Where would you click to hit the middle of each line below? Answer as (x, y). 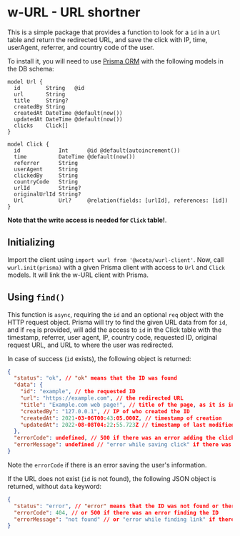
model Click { (29, 144)
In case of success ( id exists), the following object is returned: (99, 358)
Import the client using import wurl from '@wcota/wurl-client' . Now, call (116, 259)
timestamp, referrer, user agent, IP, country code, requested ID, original (112, 337)
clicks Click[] (41, 126)
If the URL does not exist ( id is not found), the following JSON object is (112, 478)
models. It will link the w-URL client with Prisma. (78, 275)
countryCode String (46, 182)
